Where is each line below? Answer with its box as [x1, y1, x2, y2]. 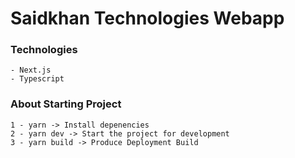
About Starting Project [10, 97, 122, 111]
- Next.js [10, 65, 52, 76]
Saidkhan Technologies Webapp [10, 7, 285, 30]
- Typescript [10, 74, 65, 84]
